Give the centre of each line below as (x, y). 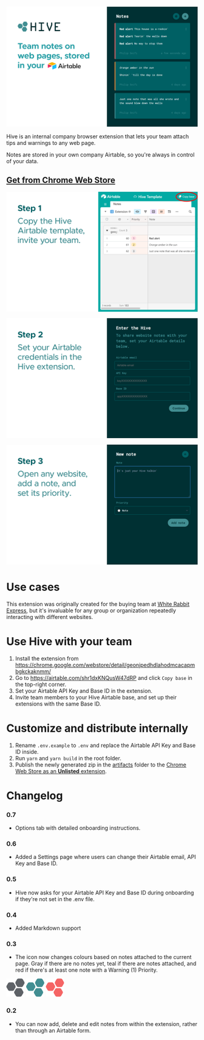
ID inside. (27, 752)
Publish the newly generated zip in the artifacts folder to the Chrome (100, 765)
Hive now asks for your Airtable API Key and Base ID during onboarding (104, 893)
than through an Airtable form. (53, 1030)
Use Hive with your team (69, 641)
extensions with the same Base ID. (58, 704)
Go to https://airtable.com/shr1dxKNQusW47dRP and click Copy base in (104, 677)
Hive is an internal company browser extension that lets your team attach (98, 136)
